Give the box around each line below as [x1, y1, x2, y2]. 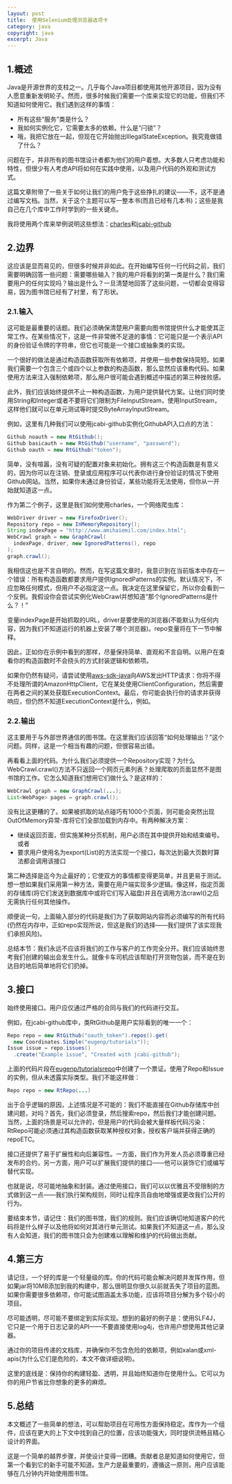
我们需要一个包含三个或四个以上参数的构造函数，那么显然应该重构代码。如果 [7, 364, 225, 373]
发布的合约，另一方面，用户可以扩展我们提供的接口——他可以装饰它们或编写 [7, 1159, 225, 1167]
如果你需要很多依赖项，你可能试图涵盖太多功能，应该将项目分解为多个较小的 [7, 1290, 225, 1298]
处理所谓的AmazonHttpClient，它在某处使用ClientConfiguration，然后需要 [12, 679, 224, 688]
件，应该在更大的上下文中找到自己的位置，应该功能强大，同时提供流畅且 [7, 1428, 213, 1437]
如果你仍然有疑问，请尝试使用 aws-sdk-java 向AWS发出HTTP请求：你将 [7, 671, 209, 679]
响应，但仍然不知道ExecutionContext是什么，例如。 [7, 697, 155, 705]
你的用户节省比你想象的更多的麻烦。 [7, 1377, 110, 1386]
